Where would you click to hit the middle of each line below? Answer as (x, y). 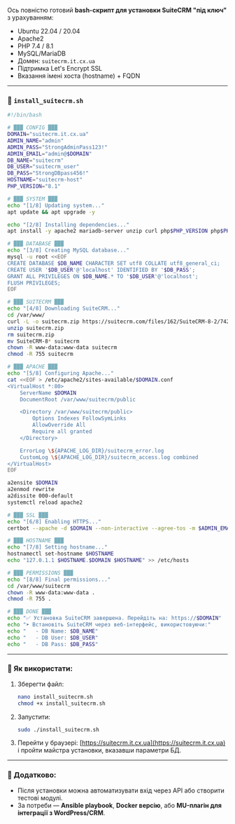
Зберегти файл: (41, 684)
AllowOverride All (59, 425)
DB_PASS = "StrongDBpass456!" (48, 173)
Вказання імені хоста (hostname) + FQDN (79, 76)
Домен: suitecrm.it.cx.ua (56, 61)
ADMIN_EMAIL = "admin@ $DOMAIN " (50, 153)
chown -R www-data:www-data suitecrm (62, 348)
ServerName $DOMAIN (48, 393)
